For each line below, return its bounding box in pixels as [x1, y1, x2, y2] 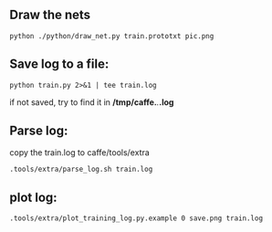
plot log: [9, 189, 58, 205]
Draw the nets [9, 7, 91, 23]
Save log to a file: [9, 57, 110, 72]
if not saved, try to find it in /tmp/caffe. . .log [9, 96, 174, 108]
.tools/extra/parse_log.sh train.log [9, 164, 153, 174]
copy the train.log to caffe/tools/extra [9, 147, 151, 158]
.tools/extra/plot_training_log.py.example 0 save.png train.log [9, 214, 263, 223]
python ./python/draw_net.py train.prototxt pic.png [9, 31, 214, 40]
